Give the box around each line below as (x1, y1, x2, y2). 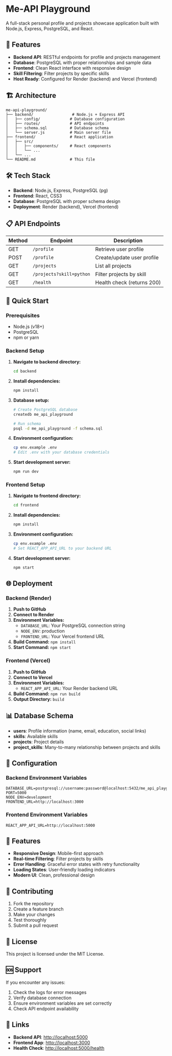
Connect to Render (13, 612, 55, 618)
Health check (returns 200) (95, 279, 161, 286)
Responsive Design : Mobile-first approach (13, 850, 104, 857)
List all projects (95, 262, 132, 270)
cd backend (13, 369, 37, 374)
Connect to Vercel (13, 674, 53, 680)
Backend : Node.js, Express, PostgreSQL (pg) (13, 188, 108, 194)
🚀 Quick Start (6, 296, 49, 305)
